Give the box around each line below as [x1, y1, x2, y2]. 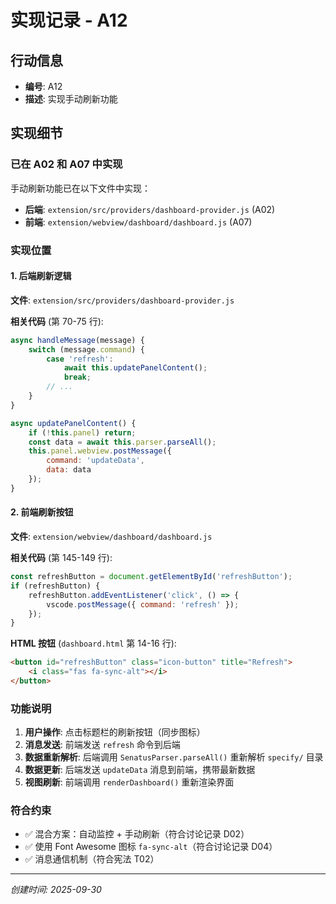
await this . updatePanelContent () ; [63, 363, 208, 373]
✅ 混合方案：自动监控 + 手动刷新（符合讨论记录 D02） [24, 828, 250, 840]
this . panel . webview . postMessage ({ [28, 446, 172, 456]
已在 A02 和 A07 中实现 [10, 157, 123, 171]
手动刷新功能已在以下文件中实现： [10, 182, 151, 194]
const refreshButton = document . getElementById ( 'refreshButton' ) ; [10, 572, 293, 582]
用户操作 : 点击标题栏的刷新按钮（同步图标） [24, 726, 206, 738]
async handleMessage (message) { [10, 335, 145, 345]
